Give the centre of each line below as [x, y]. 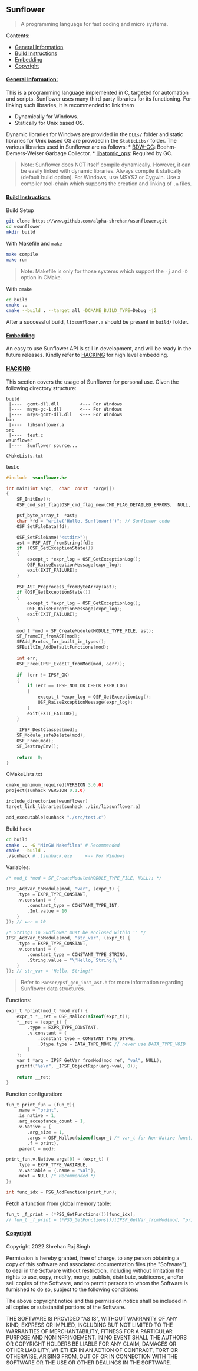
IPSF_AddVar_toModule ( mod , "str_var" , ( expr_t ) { [68, 938]
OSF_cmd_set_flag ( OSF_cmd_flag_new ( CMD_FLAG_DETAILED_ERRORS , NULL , [104, 505]
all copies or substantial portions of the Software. [66, 1307]
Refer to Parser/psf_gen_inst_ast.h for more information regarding [102, 983]
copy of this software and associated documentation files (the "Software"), [97, 1264]
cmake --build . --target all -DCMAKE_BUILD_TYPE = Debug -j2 [82, 311]
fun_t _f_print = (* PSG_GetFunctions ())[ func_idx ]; [71, 1214]
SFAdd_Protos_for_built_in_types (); [62, 642]
